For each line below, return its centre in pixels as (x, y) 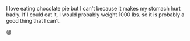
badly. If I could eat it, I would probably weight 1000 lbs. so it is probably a (95, 15)
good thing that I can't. (33, 21)
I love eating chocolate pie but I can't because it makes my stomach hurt (94, 8)
